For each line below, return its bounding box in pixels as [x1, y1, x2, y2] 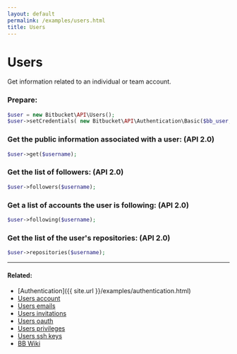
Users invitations [17, 309, 67, 318]
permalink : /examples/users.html [7, 17, 106, 24]
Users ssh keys [17, 332, 62, 341]
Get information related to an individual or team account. [7, 77, 171, 86]
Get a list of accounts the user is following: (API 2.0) [7, 200, 189, 210]
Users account [17, 295, 61, 303]
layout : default [7, 10, 55, 18]
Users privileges [17, 324, 66, 333]
